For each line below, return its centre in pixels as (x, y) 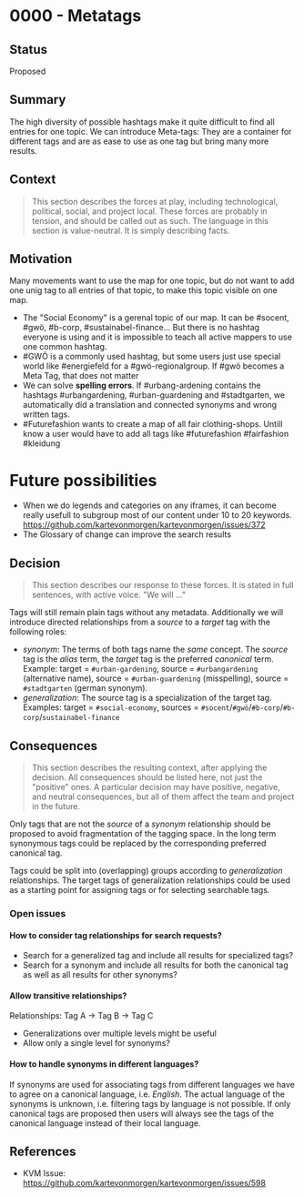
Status (29, 50)
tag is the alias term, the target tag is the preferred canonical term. (148, 659)
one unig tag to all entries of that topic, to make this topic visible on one (143, 290)
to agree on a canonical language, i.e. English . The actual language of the (147, 1094)
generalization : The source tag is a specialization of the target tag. (147, 698)
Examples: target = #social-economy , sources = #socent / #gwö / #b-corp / (153, 707)
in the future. (56, 806)
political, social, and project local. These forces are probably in (149, 211)
